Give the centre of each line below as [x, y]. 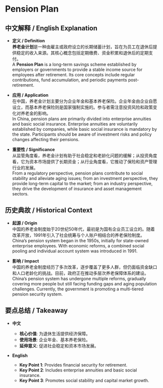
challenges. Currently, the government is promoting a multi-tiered [78, 289]
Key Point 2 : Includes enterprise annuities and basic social [78, 370]
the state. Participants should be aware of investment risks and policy [82, 134]
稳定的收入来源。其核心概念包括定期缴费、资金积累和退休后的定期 [82, 53]
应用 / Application [30, 95]
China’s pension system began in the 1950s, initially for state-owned [80, 240]
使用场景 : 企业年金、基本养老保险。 [55, 339]
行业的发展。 [25, 168]
